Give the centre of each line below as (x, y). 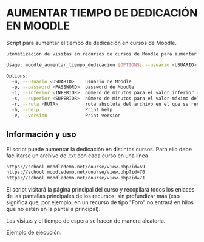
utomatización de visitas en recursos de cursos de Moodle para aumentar (102, 54)
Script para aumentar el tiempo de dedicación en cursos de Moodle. (92, 43)
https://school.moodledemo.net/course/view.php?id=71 (76, 178)
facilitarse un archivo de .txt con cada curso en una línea (77, 156)
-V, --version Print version (66, 116)
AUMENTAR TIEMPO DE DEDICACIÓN (102, 13)
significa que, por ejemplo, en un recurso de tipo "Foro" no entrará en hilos (100, 202)
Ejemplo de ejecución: (34, 233)
